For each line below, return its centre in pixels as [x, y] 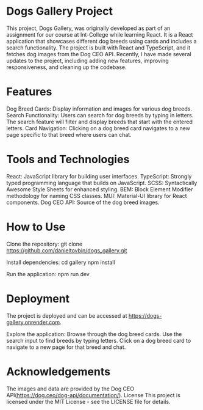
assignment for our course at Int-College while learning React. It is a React [100, 34]
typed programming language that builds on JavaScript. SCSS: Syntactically [102, 183]
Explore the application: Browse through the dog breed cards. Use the [94, 334]
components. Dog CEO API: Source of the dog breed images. [83, 202]
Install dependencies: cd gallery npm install [61, 262]
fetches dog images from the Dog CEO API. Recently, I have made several [99, 54]
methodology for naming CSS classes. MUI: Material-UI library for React [97, 196]
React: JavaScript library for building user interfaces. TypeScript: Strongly [99, 176]
